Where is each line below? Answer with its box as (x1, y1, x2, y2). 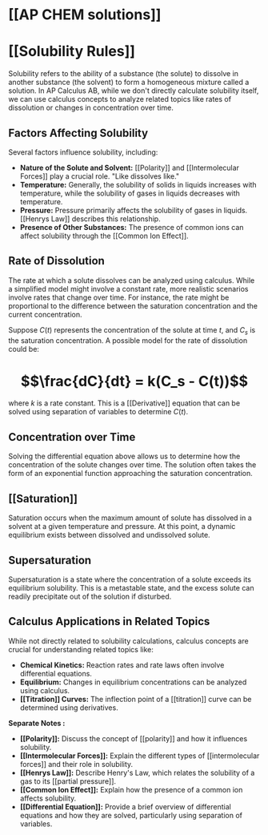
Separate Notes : (8, 718, 66, 728)
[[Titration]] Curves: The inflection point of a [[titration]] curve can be (19, 694, 252, 704)
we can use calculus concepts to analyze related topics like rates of (8, 95, 232, 104)
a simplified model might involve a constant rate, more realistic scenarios (8, 284, 249, 293)
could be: (8, 344, 40, 353)
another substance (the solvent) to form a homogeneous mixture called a (8, 78, 250, 87)
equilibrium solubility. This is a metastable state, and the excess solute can (8, 583, 254, 592)
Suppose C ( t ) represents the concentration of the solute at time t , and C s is (8, 325, 256, 337)
